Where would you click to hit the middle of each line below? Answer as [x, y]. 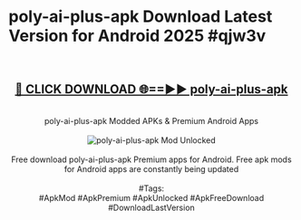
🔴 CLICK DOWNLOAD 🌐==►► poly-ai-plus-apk [151, 89]
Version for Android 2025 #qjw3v [137, 36]
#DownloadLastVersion [151, 207]
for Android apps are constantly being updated [151, 168]
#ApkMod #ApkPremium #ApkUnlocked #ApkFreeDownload [151, 197]
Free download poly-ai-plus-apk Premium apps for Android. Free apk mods [151, 159]
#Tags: [151, 188]
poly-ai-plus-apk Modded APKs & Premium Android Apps [151, 120]
